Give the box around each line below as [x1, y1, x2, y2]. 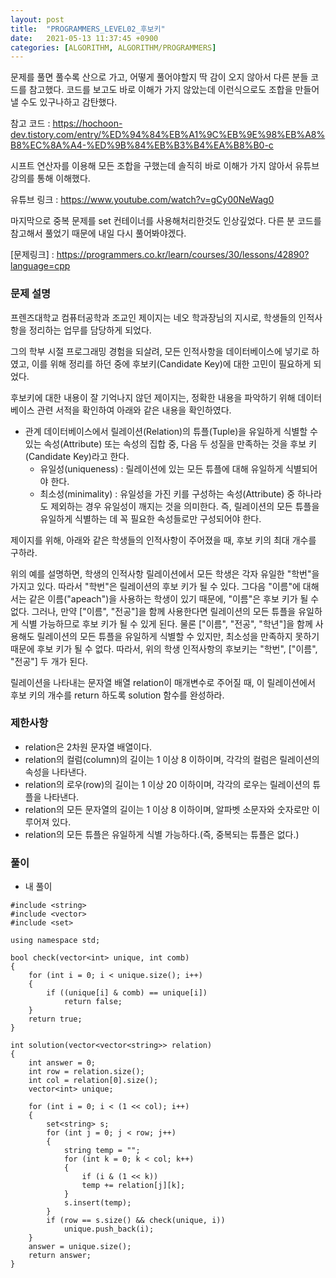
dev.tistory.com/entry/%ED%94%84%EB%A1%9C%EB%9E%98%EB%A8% [10, 129, 326, 141]
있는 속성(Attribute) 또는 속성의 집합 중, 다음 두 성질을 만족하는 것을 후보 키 [24, 437, 317, 450]
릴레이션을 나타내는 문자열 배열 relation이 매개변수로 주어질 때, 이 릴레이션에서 [10, 676, 316, 688]
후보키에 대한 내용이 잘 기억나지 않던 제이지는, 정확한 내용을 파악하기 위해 [10, 391, 296, 403]
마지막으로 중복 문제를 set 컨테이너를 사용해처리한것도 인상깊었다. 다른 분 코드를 [10, 215, 322, 227]
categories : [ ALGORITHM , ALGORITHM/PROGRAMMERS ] [10, 42, 217, 53]
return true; [28, 1014, 83, 1025]
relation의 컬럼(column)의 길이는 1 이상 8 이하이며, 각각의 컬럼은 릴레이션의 [24, 753, 320, 765]
